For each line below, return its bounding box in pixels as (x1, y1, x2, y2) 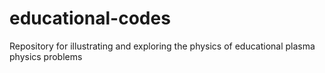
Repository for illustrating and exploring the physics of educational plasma (9, 40, 316, 52)
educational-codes (9, 7, 171, 30)
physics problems (9, 50, 83, 62)
